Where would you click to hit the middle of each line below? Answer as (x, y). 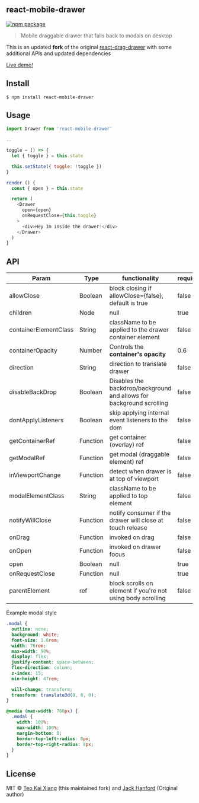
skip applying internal (139, 413)
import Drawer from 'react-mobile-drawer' (59, 129)
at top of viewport (134, 479)
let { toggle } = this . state (47, 156)
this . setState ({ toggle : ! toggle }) (57, 166)
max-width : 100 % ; (38, 728)
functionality (140, 278)
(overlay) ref (126, 445)
